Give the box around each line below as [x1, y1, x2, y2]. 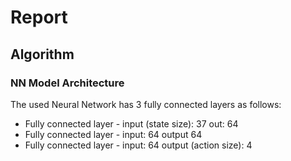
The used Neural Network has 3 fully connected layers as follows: [10, 98, 282, 110]
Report [10, 6, 68, 29]
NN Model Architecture [10, 76, 125, 90]
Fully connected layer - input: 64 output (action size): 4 [24, 139, 253, 151]
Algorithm [10, 46, 75, 63]
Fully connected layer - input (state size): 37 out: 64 [24, 117, 239, 130]
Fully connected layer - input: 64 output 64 [24, 128, 203, 140]
